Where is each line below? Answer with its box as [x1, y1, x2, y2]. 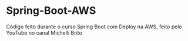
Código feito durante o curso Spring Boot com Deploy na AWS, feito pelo [6, 23, 182, 30]
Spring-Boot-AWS [6, 4, 96, 17]
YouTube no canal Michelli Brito [6, 29, 82, 36]
